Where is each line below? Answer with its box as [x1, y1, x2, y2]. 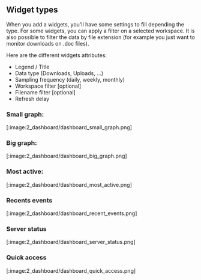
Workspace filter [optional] [14, 82, 82, 90]
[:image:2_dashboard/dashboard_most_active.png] [6, 181, 132, 188]
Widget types [6, 5, 58, 15]
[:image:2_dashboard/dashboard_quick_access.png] [6, 267, 136, 274]
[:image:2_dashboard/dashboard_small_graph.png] [6, 124, 132, 131]
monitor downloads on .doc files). [6, 40, 89, 47]
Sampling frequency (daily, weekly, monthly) [14, 76, 125, 83]
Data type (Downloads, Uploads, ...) [14, 69, 104, 77]
